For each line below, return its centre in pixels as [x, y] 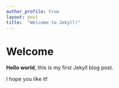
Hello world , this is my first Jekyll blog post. [60, 67]
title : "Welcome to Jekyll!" [44, 22]
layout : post [22, 17]
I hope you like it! [27, 79]
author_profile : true [33, 11]
